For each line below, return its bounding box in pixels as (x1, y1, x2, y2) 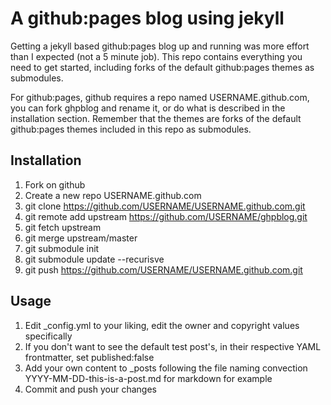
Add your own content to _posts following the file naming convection (24, 362, 308, 374)
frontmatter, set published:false (24, 351, 155, 363)
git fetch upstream (24, 221, 102, 233)
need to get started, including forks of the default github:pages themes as (10, 61, 315, 73)
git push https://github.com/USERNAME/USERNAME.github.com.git (24, 263, 303, 276)
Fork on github (24, 178, 86, 191)
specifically (24, 330, 73, 342)
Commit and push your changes (24, 383, 157, 395)
